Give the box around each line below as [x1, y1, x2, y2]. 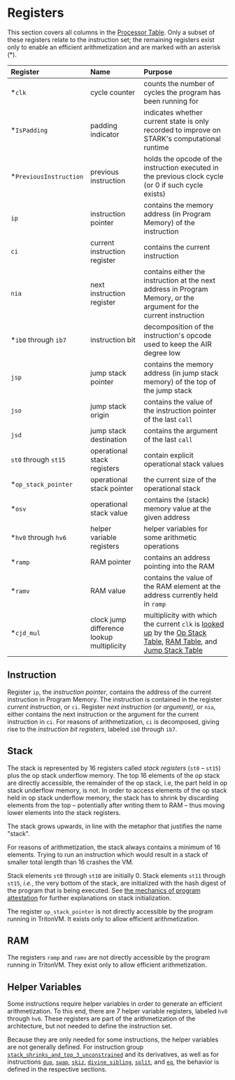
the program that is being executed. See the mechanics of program [7, 886, 201, 895]
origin [90, 410, 110, 420]
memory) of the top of [143, 376, 217, 386]
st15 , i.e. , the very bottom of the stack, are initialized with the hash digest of [7, 879, 227, 887]
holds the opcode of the [143, 154, 222, 164]
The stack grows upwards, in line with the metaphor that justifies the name [7, 822, 222, 830]
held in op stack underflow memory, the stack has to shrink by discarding [7, 793, 219, 802]
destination [90, 434, 127, 444]
